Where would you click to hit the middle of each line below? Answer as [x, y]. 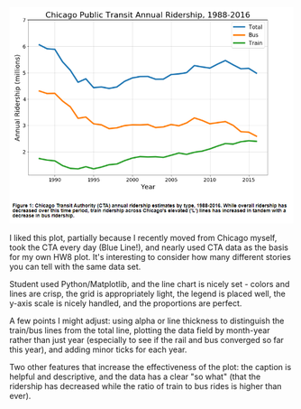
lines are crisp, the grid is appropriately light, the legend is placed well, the [147, 294]
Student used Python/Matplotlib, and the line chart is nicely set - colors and [150, 284]
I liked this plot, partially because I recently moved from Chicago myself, [143, 238]
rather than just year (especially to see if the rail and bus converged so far [146, 340]
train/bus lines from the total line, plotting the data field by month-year [140, 330]
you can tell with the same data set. [75, 267]
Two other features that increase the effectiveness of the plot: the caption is [150, 367]
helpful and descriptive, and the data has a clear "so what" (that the [135, 376]
